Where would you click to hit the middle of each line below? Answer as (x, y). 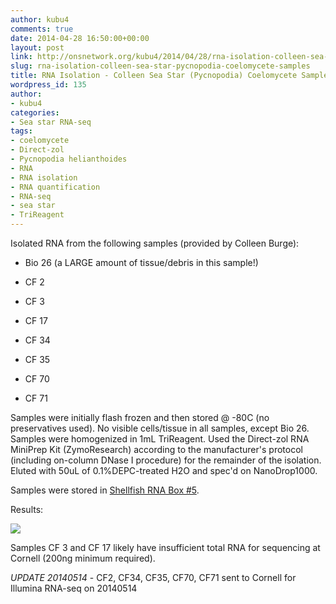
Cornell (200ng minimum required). (83, 558)
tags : (21, 131)
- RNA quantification (55, 187)
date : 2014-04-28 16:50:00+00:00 (80, 38)
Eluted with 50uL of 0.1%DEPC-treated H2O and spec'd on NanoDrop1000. (164, 470)
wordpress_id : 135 (48, 85)
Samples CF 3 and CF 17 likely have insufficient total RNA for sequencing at (165, 547)
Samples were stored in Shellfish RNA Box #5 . (105, 490)
